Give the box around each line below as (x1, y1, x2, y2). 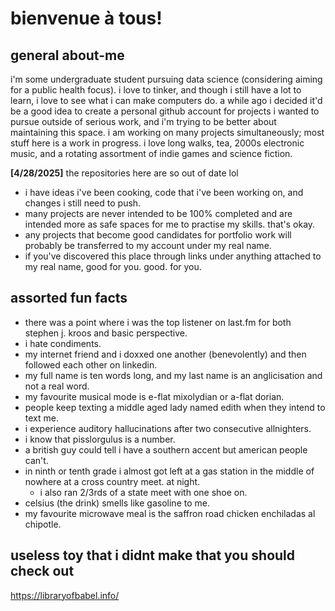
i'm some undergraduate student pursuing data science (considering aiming (10, 73, 323, 85)
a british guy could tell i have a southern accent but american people (24, 443, 308, 456)
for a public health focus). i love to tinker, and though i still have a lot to (10, 84, 302, 96)
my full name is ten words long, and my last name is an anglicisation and (24, 369, 323, 381)
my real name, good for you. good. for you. (24, 261, 202, 272)
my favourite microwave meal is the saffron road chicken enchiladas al (24, 507, 316, 519)
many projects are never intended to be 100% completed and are (24, 208, 293, 219)
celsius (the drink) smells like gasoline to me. (24, 497, 210, 509)
